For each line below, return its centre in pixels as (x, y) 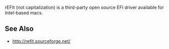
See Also (19, 29)
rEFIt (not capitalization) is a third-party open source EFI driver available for (84, 7)
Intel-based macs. (24, 13)
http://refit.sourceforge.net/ (41, 41)
